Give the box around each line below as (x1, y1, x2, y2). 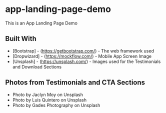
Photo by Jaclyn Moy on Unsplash (12, 91, 83, 97)
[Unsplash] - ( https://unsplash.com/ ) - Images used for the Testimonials (12, 58, 161, 64)
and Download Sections (12, 63, 61, 69)
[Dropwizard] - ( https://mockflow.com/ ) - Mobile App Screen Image (12, 53, 151, 59)
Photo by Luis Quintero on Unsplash (12, 96, 86, 103)
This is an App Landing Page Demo (5, 20, 77, 26)
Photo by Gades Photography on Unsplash (12, 102, 100, 108)
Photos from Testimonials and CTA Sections (5, 78, 145, 87)
